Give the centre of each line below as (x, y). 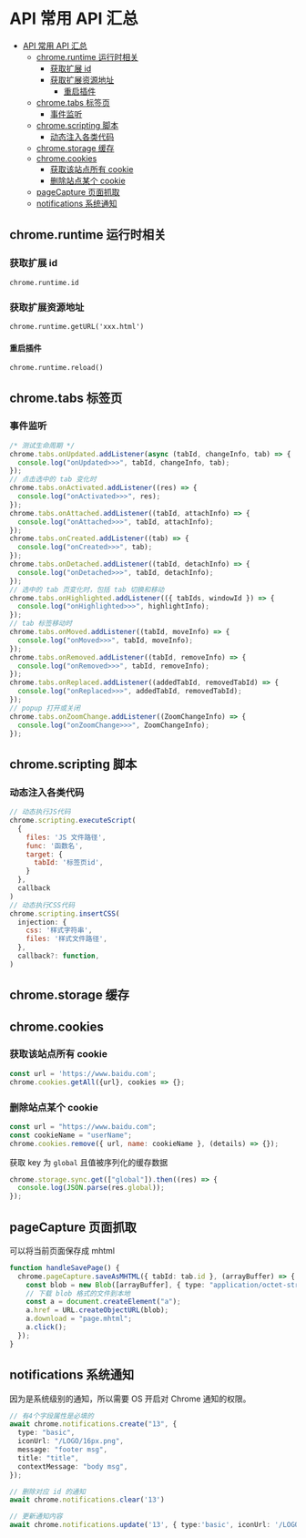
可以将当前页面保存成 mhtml (62, 1250)
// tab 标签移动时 (41, 624)
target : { (45, 854)
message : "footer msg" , (62, 1450)
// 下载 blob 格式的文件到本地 (78, 1293)
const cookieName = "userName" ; (71, 1135)
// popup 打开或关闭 (45, 708)
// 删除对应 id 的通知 (48, 1492)
